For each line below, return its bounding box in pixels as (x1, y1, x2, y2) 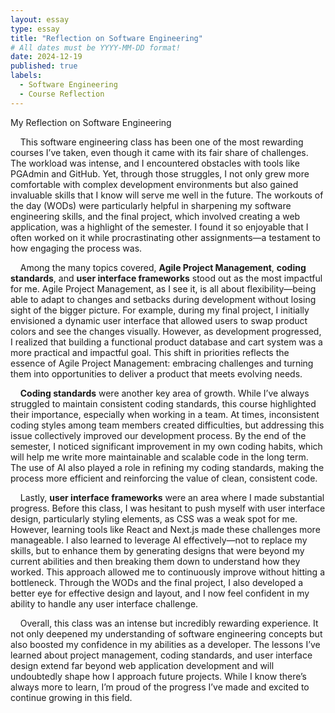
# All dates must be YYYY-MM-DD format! (10, 42, 182, 53)
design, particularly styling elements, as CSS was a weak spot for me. (10, 512, 298, 525)
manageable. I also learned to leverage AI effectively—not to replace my (10, 534, 308, 546)
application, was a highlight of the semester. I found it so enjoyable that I (10, 221, 309, 233)
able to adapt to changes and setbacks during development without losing (10, 293, 317, 305)
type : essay (10, 24, 60, 34)
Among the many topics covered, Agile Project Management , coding (19, 261, 307, 273)
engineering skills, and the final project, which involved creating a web (10, 210, 301, 222)
